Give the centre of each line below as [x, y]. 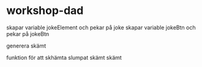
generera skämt [26, 46]
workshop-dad [45, 11]
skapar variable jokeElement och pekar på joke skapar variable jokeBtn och [101, 27]
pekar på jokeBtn [28, 33]
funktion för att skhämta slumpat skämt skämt [64, 57]
